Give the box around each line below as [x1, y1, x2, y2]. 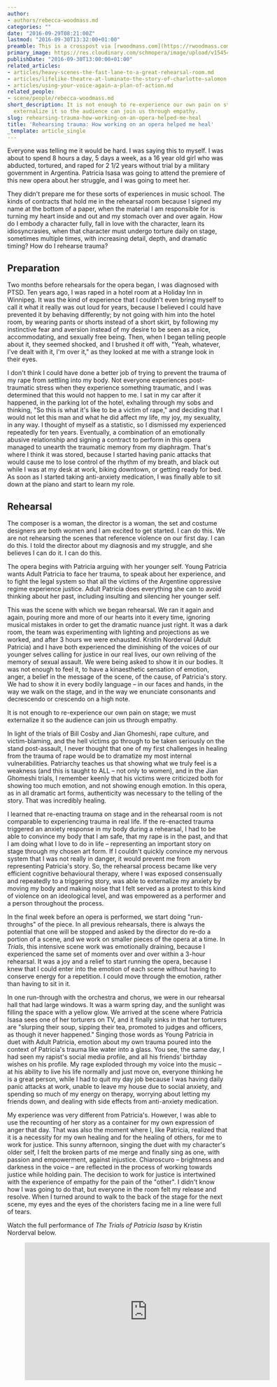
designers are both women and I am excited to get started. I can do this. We [7, 526, 226, 535]
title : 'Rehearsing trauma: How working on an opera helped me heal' [7, 120, 215, 128]
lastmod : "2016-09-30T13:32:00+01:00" [7, 36, 120, 43]
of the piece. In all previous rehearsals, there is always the [37, 920, 205, 928]
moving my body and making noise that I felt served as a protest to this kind [7, 885, 226, 892]
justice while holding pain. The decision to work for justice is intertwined [7, 1170, 215, 1178]
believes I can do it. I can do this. [7, 549, 102, 557]
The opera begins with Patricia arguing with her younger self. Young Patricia [7, 563, 227, 570]
